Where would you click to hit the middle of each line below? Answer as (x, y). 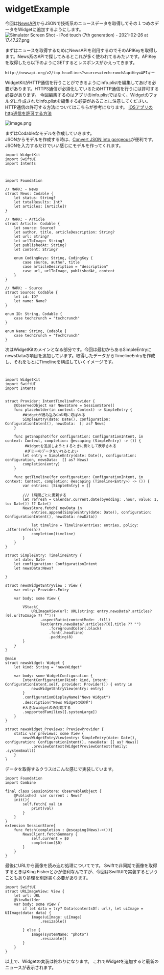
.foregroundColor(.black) (75, 628)
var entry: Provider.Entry (41, 590)
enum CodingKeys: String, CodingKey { (53, 258)
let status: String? (35, 198)
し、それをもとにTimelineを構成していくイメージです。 (60, 362)
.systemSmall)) (21, 750)
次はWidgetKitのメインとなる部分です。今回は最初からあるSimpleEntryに (78, 349)
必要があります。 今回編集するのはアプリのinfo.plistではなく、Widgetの (77, 95)
